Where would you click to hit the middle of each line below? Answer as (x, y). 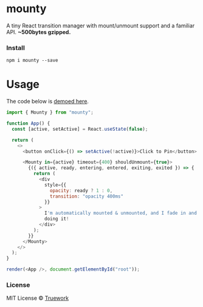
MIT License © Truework (37, 298)
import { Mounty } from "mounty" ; (50, 112)
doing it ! (57, 219)
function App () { (28, 123)
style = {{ (56, 185)
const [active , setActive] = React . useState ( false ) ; (80, 129)
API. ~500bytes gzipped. (39, 32)
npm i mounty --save (33, 60)
